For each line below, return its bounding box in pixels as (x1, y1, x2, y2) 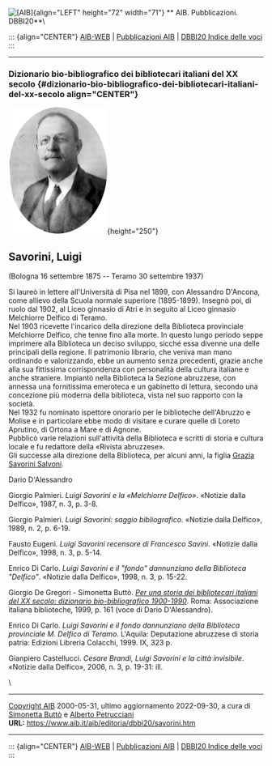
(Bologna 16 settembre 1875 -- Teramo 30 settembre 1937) (8, 271, 204, 281)
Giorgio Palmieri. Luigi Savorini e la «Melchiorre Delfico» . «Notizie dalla (8, 491, 246, 500)
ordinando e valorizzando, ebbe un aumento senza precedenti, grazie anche (8, 356, 263, 366)
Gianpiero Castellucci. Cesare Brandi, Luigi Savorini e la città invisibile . (8, 653, 244, 663)
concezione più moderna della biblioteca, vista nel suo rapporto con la (8, 390, 243, 400)
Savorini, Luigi (8, 249, 83, 263)
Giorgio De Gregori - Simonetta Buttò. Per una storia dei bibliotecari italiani (8, 588, 258, 598)
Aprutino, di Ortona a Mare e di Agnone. (8, 425, 142, 435)
